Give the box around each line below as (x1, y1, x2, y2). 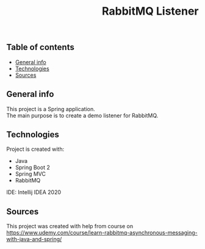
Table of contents (6, 42, 74, 52)
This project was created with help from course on (6, 223, 133, 230)
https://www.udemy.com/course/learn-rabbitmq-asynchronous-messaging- (6, 229, 198, 236)
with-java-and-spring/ (6, 236, 62, 243)
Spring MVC (15, 170, 46, 178)
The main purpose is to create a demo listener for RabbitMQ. (6, 112, 159, 119)
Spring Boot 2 (15, 164, 50, 171)
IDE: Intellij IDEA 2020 (6, 189, 62, 196)
